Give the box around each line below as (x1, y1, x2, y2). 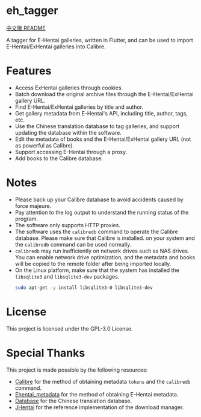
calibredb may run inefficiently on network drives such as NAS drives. (14, 247, 190, 254)
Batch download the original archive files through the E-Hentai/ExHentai (14, 90, 194, 97)
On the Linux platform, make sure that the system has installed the (14, 267, 179, 274)
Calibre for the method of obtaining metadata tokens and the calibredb (14, 378, 191, 385)
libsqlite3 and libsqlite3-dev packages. (14, 273, 120, 280)
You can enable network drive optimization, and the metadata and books (14, 253, 196, 260)
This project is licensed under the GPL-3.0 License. (6, 325, 134, 332)
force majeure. (14, 202, 52, 209)
